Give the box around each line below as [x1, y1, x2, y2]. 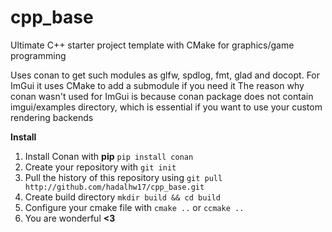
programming [10, 49, 67, 61]
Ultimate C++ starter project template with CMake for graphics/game [10, 39, 295, 51]
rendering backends [10, 111, 94, 123]
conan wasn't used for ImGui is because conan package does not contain [10, 90, 314, 102]
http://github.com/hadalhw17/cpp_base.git [24, 182, 205, 192]
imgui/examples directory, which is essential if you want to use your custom [10, 101, 323, 113]
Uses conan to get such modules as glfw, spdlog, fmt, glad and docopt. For [10, 69, 321, 81]
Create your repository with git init [24, 161, 177, 173]
